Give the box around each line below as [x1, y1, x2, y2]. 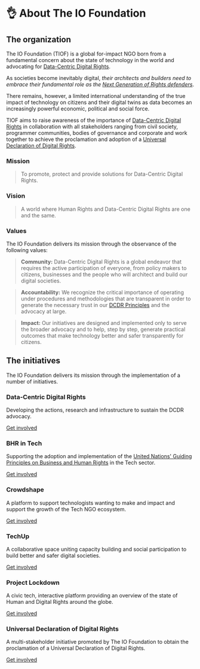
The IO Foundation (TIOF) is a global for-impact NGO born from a [6, 50, 167, 57]
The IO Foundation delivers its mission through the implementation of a [6, 372, 181, 379]
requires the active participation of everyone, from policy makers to [20, 264, 187, 271]
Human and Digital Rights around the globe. [6, 599, 113, 606]
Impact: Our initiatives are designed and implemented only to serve [20, 319, 187, 326]
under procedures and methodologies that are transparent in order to [20, 295, 191, 302]
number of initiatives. [6, 378, 59, 385]
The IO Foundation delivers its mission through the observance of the [6, 240, 177, 247]
